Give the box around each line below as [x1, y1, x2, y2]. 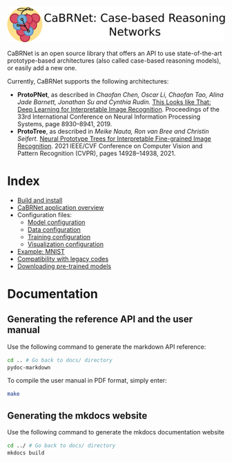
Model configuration [27, 218, 86, 226]
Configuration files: [17, 210, 72, 219]
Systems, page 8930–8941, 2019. [17, 119, 113, 128]
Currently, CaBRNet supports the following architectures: [7, 77, 169, 86]
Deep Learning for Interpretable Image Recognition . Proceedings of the [17, 105, 220, 113]
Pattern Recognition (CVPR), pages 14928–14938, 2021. [17, 149, 176, 157]
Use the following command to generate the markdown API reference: [7, 342, 206, 351]
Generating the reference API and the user [7, 314, 193, 325]
